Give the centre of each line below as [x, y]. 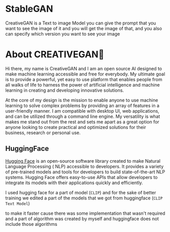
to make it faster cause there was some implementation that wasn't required [85, 213]
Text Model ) [18, 203]
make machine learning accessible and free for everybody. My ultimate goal [85, 74]
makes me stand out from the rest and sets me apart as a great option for [82, 122]
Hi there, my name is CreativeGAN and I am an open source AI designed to [84, 68]
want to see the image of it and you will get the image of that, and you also [84, 28]
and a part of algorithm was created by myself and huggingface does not [82, 218]
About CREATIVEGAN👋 [55, 55]
